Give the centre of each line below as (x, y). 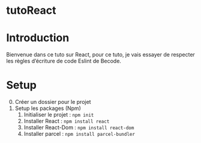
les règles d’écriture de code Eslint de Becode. (64, 61)
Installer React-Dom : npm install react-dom (79, 127)
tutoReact (31, 11)
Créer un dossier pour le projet (53, 102)
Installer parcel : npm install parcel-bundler (79, 134)
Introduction (38, 38)
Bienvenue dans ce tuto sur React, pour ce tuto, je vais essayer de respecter (100, 55)
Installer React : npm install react (67, 121)
